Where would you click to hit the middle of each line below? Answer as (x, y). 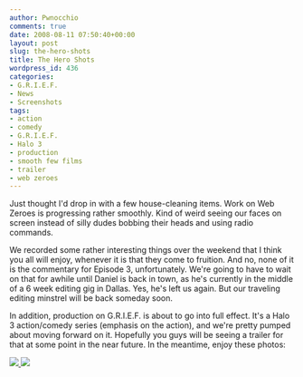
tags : (19, 111)
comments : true (38, 26)
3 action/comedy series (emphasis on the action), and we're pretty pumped (150, 325)
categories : (32, 77)
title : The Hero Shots (52, 60)
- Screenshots (36, 102)
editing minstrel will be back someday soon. (91, 298)
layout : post (34, 43)
